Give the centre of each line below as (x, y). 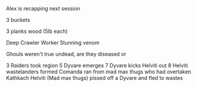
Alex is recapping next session (43, 9)
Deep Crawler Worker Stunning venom (53, 43)
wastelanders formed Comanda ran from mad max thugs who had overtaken (99, 72)
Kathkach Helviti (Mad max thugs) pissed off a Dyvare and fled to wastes (95, 78)
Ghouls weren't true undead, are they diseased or (66, 54)
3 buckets (18, 20)
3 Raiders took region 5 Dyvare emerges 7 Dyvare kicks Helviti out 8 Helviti (97, 65)
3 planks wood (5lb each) (37, 31)
